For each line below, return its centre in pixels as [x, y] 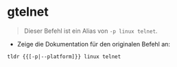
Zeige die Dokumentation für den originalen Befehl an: [93, 44]
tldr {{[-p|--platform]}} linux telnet [64, 56]
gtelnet [28, 12]
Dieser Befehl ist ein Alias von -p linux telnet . [91, 31]
